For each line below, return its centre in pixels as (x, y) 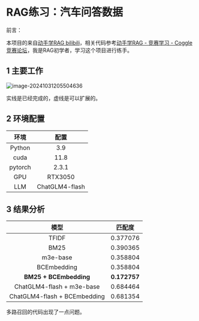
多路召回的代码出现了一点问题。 (46, 312)
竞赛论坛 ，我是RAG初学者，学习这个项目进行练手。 (70, 50)
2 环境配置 (25, 119)
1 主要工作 (25, 71)
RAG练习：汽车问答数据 (65, 12)
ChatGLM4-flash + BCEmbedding (57, 296)
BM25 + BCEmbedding (57, 277)
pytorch (20, 167)
